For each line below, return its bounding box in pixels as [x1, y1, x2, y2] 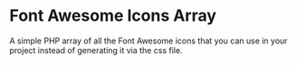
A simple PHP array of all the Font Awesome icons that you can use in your [9, 35, 288, 46]
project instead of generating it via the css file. [9, 44, 183, 55]
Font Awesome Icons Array [9, 5, 217, 26]
